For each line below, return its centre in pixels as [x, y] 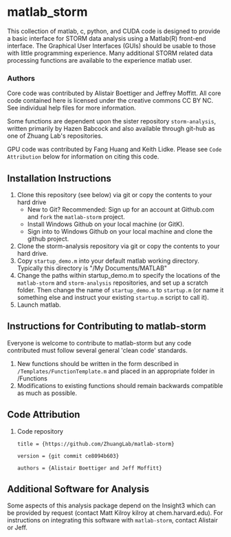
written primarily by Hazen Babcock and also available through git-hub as [111, 129]
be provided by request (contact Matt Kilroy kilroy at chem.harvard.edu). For [115, 513]
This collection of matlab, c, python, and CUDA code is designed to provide [114, 31]
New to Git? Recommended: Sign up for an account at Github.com [121, 210]
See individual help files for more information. [71, 108]
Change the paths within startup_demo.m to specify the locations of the [119, 276]
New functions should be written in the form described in [98, 363]
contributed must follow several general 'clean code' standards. [97, 350]
